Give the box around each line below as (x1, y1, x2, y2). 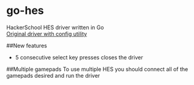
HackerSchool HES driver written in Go (6, 24, 104, 31)
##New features (6, 42, 47, 49)
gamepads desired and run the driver (6, 72, 100, 79)
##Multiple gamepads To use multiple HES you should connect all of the (6, 65, 188, 73)
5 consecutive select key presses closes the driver (15, 53, 143, 61)
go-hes (6, 4, 44, 18)
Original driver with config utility (6, 30, 88, 37)
